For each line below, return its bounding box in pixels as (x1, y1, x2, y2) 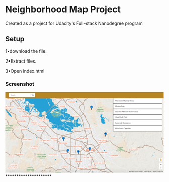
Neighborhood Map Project (5, 4, 121, 15)
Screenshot (5, 80, 34, 87)
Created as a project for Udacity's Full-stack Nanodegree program (5, 20, 143, 26)
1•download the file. (5, 48, 47, 54)
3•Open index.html (5, 68, 45, 74)
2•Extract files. (5, 58, 37, 64)
